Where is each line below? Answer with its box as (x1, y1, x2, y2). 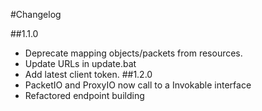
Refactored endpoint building (24, 90, 145, 101)
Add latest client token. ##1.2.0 (24, 69, 153, 80)
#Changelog (10, 9, 62, 20)
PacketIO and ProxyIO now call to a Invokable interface (24, 79, 252, 91)
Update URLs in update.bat (24, 58, 137, 69)
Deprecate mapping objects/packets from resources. (24, 47, 243, 59)
